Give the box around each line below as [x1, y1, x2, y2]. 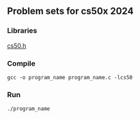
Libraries [7, 26, 38, 36]
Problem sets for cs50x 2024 [7, 5, 134, 17]
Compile [7, 58, 36, 68]
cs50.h [7, 41, 27, 50]
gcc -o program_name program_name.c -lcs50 [7, 74, 133, 81]
